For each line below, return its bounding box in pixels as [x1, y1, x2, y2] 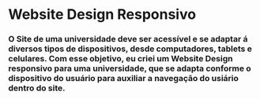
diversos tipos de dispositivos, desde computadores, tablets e [8, 43, 253, 54]
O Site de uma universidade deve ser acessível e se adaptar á [8, 34, 248, 45]
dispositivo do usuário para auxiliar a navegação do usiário [8, 73, 239, 84]
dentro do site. [8, 82, 66, 93]
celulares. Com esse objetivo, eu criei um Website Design [8, 53, 233, 64]
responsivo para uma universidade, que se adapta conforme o [8, 63, 251, 74]
